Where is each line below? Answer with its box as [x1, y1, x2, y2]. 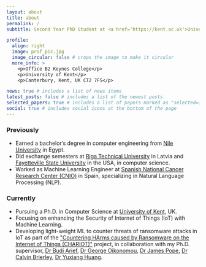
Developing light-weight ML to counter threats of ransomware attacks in [15, 228, 197, 235]
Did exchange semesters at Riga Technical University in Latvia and [15, 153, 184, 160]
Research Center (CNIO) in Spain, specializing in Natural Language [15, 172, 185, 180]
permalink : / [6, 20, 40, 26]
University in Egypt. [15, 146, 65, 153]
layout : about [6, 9, 43, 15]
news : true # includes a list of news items [6, 88, 122, 95]
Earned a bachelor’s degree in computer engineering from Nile [15, 139, 174, 147]
